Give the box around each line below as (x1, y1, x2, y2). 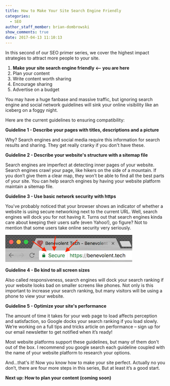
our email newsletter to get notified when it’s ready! (5, 329, 113, 335)
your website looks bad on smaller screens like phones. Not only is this (5, 282, 154, 288)
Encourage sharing (12, 81, 53, 87)
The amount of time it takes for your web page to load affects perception (5, 313, 157, 319)
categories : (5, 13, 30, 19)
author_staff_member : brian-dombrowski (5, 24, 90, 29)
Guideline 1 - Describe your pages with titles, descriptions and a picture (5, 127, 159, 133)
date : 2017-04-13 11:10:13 (5, 35, 62, 40)
